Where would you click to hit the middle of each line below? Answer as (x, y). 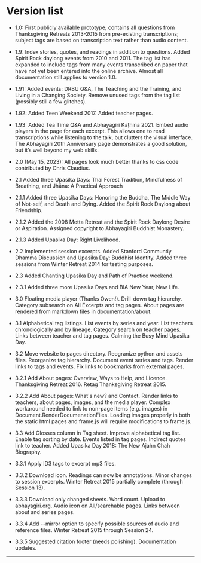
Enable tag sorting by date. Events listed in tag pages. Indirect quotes (100, 439)
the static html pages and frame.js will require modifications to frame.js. (103, 421)
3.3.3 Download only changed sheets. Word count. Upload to (90, 499)
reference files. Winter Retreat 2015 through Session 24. (84, 530)
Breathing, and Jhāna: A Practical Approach (69, 186)
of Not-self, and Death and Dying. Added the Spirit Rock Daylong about (103, 204)
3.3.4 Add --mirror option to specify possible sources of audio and (97, 524)
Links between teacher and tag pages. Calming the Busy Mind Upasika (102, 335)
